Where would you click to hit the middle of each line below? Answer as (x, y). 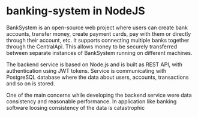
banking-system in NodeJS (76, 11)
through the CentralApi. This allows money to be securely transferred (92, 47)
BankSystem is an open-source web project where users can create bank (97, 27)
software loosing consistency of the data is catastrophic (76, 107)
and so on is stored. (31, 83)
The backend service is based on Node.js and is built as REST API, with (94, 64)
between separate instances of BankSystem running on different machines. (99, 53)
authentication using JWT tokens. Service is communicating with (86, 70)
